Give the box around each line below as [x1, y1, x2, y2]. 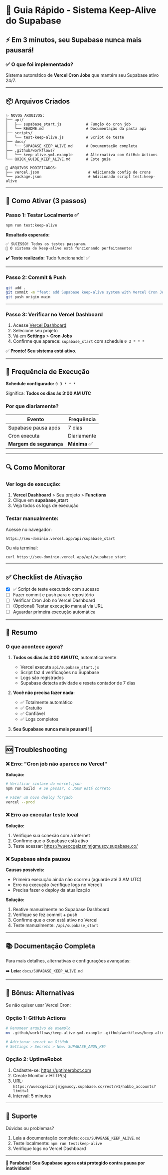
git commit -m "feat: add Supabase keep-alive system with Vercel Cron [5, 290, 158, 295]
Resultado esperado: [5, 232, 50, 238]
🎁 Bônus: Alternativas [5, 989, 75, 997]
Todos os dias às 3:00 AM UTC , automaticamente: [12, 655, 118, 661]
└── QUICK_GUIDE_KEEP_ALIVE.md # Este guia [5, 157, 111, 162]
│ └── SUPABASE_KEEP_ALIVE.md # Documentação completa [5, 143, 138, 149]
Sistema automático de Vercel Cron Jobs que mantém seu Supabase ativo [5, 72, 159, 78]
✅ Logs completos [20, 716, 59, 722]
